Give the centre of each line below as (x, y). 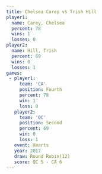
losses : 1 (23, 67)
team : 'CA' (33, 84)
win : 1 (27, 100)
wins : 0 (21, 62)
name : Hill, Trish (34, 51)
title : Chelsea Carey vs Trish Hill (51, 12)
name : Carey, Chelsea (38, 23)
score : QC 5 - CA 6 (38, 162)
